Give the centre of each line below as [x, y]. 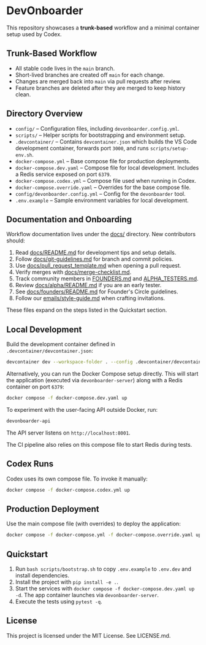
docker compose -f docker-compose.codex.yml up [68, 490]
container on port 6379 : [35, 387]
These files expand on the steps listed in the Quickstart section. [87, 310]
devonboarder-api [29, 421]
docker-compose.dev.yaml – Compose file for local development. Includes [107, 168]
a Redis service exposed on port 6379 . [63, 174]
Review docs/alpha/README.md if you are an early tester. [88, 285]
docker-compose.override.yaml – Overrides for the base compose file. [103, 187]
